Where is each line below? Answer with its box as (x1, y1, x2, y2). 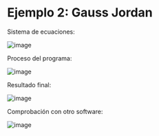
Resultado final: (7, 80, 52, 89)
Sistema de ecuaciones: (7, 27, 76, 36)
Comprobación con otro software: (7, 107, 103, 115)
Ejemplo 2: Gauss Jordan (7, 5, 153, 21)
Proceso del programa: (7, 54, 72, 63)
